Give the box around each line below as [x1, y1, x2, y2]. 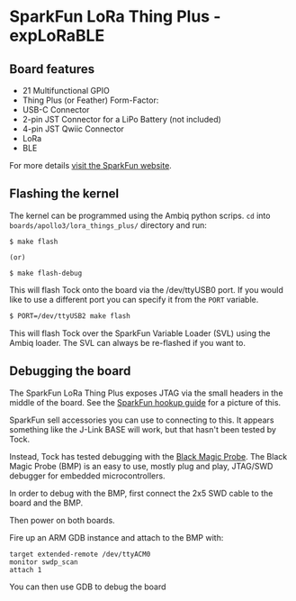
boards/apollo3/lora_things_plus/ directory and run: [9, 219, 207, 231]
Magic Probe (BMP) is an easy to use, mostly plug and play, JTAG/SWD [9, 460, 274, 471]
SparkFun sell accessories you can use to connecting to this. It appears [9, 414, 274, 425]
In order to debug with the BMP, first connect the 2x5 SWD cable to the [9, 487, 274, 498]
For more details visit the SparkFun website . [9, 160, 173, 170]
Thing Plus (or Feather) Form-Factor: [22, 95, 159, 105]
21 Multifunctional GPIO [22, 86, 110, 96]
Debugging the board [9, 363, 131, 379]
